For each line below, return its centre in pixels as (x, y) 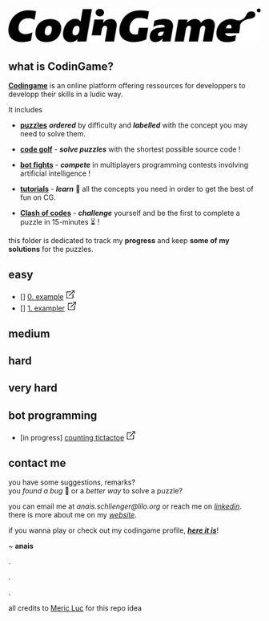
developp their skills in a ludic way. (66, 94)
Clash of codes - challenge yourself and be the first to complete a (130, 213)
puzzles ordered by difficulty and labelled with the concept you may (134, 125)
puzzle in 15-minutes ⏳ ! (60, 222)
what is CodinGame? (61, 67)
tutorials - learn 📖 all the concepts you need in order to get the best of (137, 189)
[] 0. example (42, 297)
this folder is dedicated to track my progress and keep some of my (119, 241)
